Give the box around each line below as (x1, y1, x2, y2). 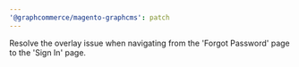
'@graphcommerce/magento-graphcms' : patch (9, 13, 170, 22)
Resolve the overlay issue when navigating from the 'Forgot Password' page (9, 38, 290, 48)
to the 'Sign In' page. (9, 46, 87, 58)
